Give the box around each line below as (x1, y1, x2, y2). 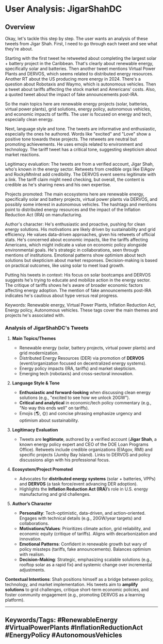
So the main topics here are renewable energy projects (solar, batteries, (5, 101, 148, 106)
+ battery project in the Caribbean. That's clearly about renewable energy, (5, 61, 154, 66)
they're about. (5, 46, 33, 52)
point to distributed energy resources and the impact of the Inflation (5, 207, 141, 212)
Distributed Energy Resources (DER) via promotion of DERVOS (19, 355, 145, 361)
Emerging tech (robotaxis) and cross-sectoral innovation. (19, 371, 134, 377)
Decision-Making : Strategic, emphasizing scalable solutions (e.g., (19, 557, 152, 562)
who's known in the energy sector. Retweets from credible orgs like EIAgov (5, 166, 155, 172)
